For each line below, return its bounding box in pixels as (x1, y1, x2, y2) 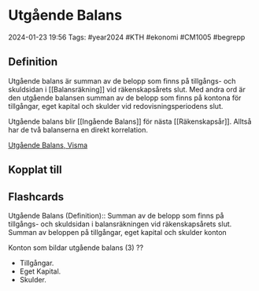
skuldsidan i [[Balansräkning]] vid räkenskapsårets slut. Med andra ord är (8, 84, 246, 94)
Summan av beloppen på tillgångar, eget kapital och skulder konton (8, 227, 227, 237)
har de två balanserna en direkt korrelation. (8, 125, 148, 134)
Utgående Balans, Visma (8, 140, 88, 150)
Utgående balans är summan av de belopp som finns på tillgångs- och (8, 76, 236, 85)
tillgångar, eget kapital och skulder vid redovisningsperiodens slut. (8, 101, 224, 110)
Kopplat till (8, 163, 62, 177)
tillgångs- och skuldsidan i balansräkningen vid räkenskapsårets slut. (8, 219, 232, 229)
